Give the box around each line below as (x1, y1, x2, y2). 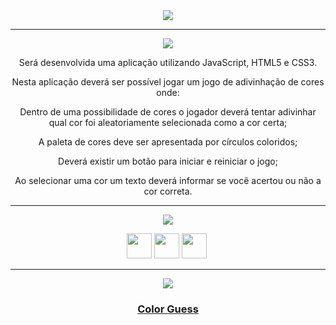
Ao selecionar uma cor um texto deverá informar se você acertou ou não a (14, 175, 322, 186)
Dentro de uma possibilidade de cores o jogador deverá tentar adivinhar (19, 106, 317, 118)
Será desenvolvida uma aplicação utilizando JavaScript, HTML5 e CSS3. (18, 57, 318, 68)
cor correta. (143, 185, 193, 197)
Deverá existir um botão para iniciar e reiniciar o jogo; (58, 155, 278, 167)
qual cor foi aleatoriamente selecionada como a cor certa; (48, 117, 288, 128)
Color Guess (137, 302, 199, 316)
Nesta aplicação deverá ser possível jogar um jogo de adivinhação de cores (11, 76, 325, 88)
